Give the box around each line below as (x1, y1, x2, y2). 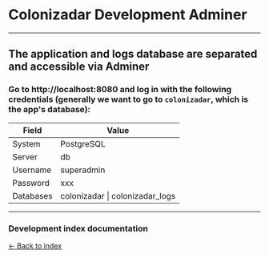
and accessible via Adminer (8, 60, 150, 74)
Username (12, 164, 52, 175)
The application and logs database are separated (8, 47, 258, 61)
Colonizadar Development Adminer (8, 6, 247, 24)
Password (12, 177, 50, 188)
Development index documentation (8, 223, 148, 234)
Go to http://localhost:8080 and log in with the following (8, 84, 232, 95)
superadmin (59, 164, 106, 175)
